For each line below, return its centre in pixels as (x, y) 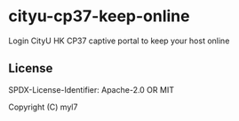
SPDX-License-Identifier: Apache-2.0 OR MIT (92, 89)
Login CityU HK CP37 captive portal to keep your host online (119, 41)
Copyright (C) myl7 (43, 107)
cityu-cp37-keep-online (99, 16)
